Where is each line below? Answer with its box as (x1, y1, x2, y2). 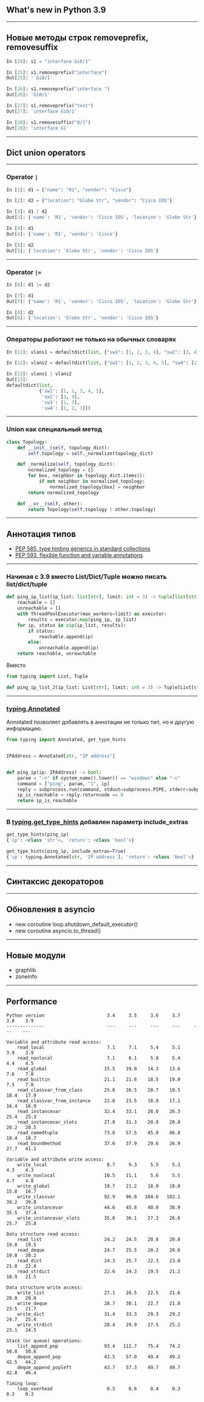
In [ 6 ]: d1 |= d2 (6, 282, 50, 288)
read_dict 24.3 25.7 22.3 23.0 (17, 1258, 181, 1264)
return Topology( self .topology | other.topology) (28, 506, 156, 513)
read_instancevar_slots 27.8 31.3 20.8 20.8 (17, 1119, 181, 1125)
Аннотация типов (6, 528, 76, 539)
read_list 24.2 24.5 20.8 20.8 (17, 1237, 181, 1243)
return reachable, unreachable (17, 650, 97, 657)
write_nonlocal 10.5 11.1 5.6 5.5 (17, 1173, 181, 1179)
